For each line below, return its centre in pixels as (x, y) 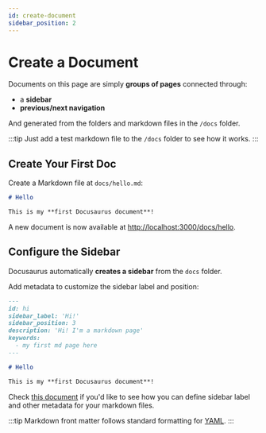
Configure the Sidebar (64, 252)
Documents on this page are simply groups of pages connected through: (128, 84)
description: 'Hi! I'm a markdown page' (76, 331)
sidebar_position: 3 (42, 323)
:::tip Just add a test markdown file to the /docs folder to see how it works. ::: (133, 139)
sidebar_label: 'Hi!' (44, 316)
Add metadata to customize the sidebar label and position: (104, 286)
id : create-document (42, 15)
